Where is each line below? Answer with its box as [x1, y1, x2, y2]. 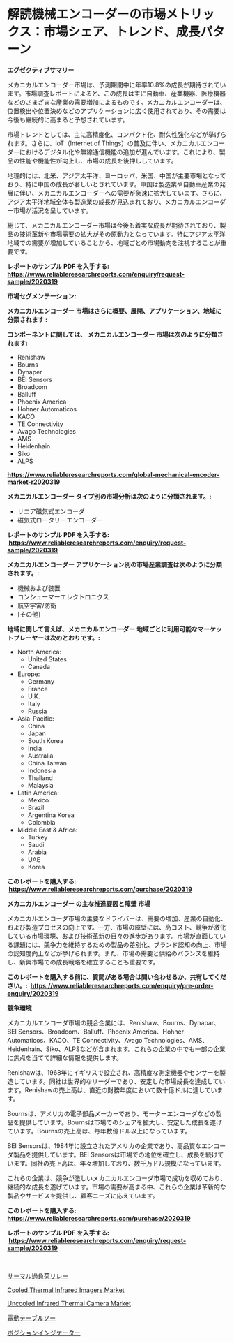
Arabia [27, 848, 47, 856]
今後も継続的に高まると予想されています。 [7, 115, 129, 124]
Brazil [27, 803, 45, 812]
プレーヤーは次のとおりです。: [13, 633, 101, 642]
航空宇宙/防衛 [17, 601, 57, 610]
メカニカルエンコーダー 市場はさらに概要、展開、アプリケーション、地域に [7, 307, 222, 315]
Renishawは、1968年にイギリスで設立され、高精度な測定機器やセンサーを [7, 1068, 220, 1076]
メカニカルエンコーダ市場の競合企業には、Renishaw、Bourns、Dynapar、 [7, 1018, 221, 1027]
